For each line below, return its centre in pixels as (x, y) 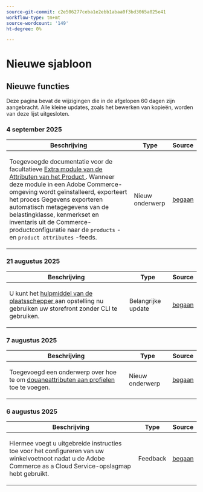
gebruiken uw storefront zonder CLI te (63, 308)
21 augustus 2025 (33, 261)
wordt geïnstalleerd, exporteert (83, 191)
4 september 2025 (34, 130)
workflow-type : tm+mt (34, 18)
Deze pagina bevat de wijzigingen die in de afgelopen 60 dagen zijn (91, 101)
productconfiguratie (38, 230)
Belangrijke (145, 301)
